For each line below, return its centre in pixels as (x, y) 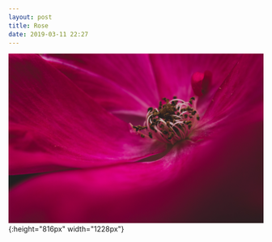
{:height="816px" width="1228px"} (66, 229)
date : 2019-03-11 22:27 (49, 34)
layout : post (30, 17)
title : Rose (28, 25)
